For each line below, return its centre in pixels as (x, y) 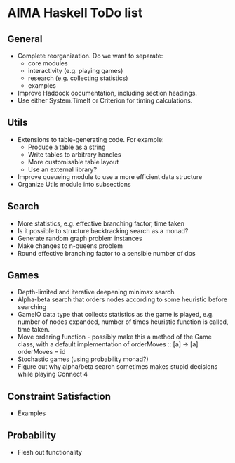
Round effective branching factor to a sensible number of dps (106, 253)
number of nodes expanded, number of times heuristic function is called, (123, 322)
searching (32, 307)
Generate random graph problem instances (80, 238)
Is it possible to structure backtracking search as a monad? (103, 230)
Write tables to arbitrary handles (74, 154)
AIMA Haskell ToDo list (75, 13)
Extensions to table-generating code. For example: (90, 139)
